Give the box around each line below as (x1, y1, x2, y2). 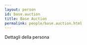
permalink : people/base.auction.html (4, 21, 83, 26)
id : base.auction (4, 12, 41, 17)
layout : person (4, 7, 36, 12)
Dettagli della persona (4, 34, 49, 40)
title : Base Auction (4, 16, 47, 21)
